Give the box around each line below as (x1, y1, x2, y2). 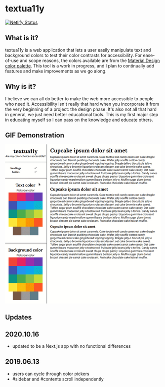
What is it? (5, 34, 39, 42)
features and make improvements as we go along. (5, 68, 107, 74)
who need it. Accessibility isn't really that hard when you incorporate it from (5, 101, 160, 107)
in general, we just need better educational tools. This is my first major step (5, 111, 159, 117)
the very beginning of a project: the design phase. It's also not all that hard (5, 106, 157, 112)
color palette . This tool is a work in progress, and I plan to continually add (5, 63, 155, 68)
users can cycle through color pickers (12, 371, 90, 377)
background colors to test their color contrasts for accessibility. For (5, 52, 142, 58)
